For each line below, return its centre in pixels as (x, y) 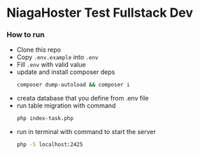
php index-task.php (45, 119)
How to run (26, 35)
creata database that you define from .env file (83, 98)
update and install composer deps (66, 72)
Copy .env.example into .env (57, 57)
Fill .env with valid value (51, 65)
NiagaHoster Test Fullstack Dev (100, 13)
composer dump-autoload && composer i (73, 85)
